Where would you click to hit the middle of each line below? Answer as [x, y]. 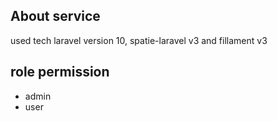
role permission [60, 72]
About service [55, 16]
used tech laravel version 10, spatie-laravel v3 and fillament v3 [139, 40]
